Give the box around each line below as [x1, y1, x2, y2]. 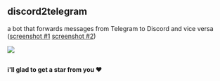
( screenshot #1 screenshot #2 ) [7, 32, 96, 40]
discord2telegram [7, 6, 88, 18]
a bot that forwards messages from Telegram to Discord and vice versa [7, 24, 214, 32]
